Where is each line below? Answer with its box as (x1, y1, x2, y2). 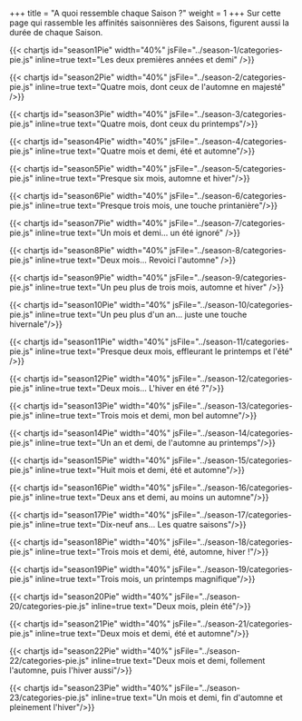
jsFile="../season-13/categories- (171, 400, 293, 411)
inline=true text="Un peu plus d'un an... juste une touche (34, 309, 248, 320)
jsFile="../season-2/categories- (169, 72, 287, 83)
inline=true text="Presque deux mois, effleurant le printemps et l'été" (34, 346, 293, 357)
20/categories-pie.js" (9, 601, 90, 611)
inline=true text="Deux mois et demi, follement (90, 656, 266, 666)
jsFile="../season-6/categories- (169, 191, 287, 201)
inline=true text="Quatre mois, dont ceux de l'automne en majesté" (34, 82, 286, 92)
